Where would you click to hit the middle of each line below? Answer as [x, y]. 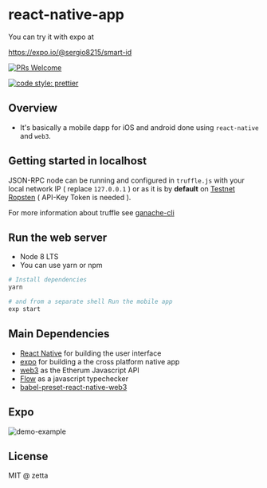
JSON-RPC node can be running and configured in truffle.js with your [127, 180]
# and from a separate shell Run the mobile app [90, 302]
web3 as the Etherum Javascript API [79, 370]
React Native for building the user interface [90, 353]
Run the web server [58, 237]
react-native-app [67, 15]
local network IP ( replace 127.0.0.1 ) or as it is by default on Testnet [122, 188]
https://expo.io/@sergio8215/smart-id [70, 52]
